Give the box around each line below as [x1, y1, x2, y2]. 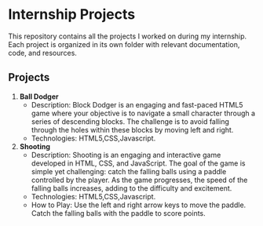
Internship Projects [8, 5, 136, 24]
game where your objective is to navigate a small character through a [31, 108, 256, 118]
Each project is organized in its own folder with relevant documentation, [8, 39, 240, 49]
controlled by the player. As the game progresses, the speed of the [31, 175, 248, 184]
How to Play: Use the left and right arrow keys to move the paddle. [31, 200, 247, 210]
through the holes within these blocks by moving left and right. [31, 125, 234, 134]
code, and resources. [8, 48, 77, 57]
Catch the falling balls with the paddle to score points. [31, 208, 206, 217]
